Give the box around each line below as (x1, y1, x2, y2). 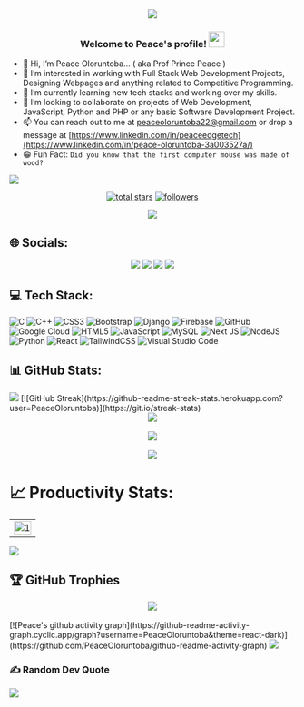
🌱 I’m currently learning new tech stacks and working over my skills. (22, 87, 278, 98)
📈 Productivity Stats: (9, 482, 174, 503)
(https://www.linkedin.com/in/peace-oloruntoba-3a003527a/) (22, 140, 254, 151)
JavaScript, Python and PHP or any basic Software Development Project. (22, 106, 296, 117)
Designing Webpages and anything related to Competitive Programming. (22, 77, 294, 89)
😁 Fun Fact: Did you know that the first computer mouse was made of (22, 149, 290, 160)
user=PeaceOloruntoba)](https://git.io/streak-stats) (9, 402, 201, 413)
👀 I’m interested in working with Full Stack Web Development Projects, (22, 68, 286, 79)
